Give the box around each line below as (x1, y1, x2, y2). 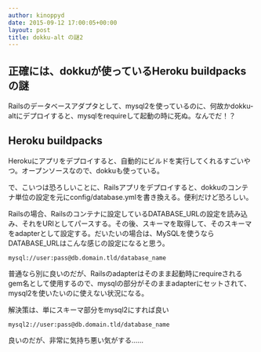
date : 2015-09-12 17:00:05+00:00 (8, 19, 118, 27)
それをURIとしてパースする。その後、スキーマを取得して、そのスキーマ (21, 219, 252, 228)
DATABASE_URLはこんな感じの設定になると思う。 (8, 238, 170, 248)
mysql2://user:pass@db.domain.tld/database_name (8, 321, 170, 328)
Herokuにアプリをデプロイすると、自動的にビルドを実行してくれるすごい (8, 156, 245, 165)
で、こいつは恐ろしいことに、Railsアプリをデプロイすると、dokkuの (8, 182, 229, 192)
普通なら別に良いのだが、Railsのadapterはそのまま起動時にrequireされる (8, 268, 243, 278)
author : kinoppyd (8, 11, 65, 20)
